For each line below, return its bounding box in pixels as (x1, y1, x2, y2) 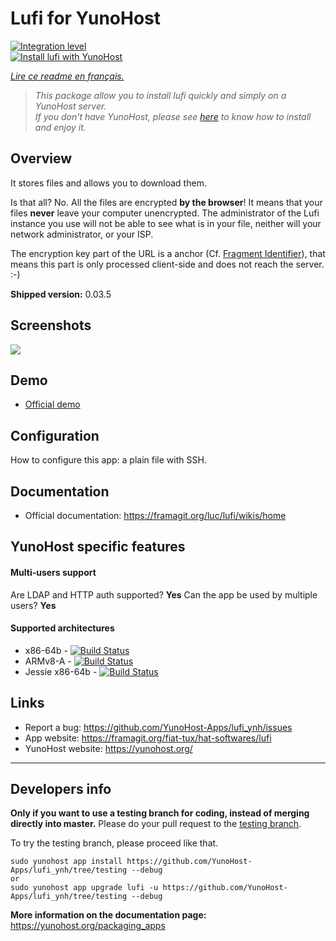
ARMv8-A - (24, 655, 72, 667)
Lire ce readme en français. (10, 70, 125, 82)
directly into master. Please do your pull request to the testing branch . (10, 818, 302, 830)
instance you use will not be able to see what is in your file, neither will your (10, 217, 322, 229)
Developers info (10, 781, 112, 797)
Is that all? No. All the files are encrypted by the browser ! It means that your (10, 196, 323, 208)
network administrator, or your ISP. (10, 228, 154, 240)
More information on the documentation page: (10, 909, 207, 921)
